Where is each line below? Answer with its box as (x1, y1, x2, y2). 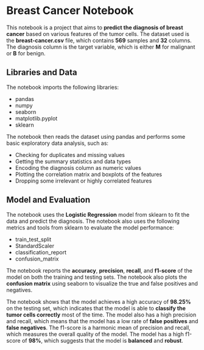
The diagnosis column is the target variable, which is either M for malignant (6, 43, 195, 51)
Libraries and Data (6, 68, 77, 78)
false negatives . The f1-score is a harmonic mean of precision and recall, (6, 324, 191, 331)
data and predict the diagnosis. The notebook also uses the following (6, 217, 180, 225)
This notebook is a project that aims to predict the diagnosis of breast (6, 24, 184, 31)
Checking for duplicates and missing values (15, 151, 125, 158)
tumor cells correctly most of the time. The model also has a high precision (6, 311, 197, 318)
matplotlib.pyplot (15, 114, 58, 122)
